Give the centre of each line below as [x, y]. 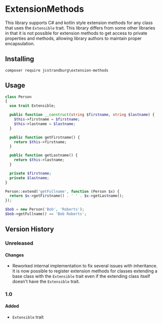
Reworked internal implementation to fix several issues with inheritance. [85, 266]
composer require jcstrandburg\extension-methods [57, 70]
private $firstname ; [30, 173]
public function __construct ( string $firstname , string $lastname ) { [82, 115]
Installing [20, 59]
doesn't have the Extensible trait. [46, 282]
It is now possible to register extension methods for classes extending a [85, 271]
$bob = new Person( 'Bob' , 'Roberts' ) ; [45, 209]
